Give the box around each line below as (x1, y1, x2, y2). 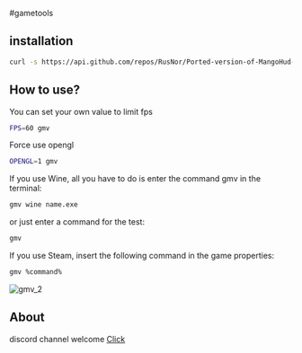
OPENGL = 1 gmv (9, 157, 58, 166)
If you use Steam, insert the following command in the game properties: (9, 251, 275, 260)
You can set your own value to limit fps (9, 106, 153, 117)
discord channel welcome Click (9, 333, 126, 344)
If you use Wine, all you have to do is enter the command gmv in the (9, 173, 262, 184)
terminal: (9, 183, 42, 194)
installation (9, 33, 74, 49)
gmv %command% (9, 268, 63, 277)
